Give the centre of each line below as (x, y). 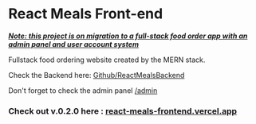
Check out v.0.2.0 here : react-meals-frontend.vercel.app (123, 110)
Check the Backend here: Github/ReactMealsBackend (96, 75)
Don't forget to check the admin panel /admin (83, 90)
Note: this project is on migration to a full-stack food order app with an (128, 36)
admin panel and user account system (74, 44)
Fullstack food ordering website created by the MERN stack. (107, 60)
